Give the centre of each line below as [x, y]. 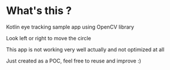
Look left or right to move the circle [49, 38]
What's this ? [39, 11]
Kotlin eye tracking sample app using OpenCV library [70, 27]
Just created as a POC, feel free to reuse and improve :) [74, 61]
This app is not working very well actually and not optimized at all [85, 49]
